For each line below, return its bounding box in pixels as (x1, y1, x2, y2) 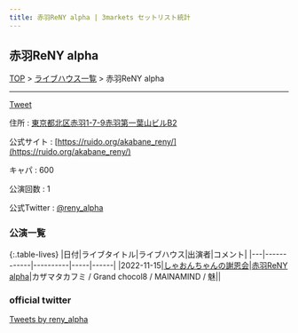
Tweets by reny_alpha (9, 314, 89, 325)
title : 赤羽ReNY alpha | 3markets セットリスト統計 (9, 12, 191, 22)
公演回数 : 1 (9, 184, 51, 194)
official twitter (9, 294, 72, 306)
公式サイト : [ (9, 137, 59, 147)
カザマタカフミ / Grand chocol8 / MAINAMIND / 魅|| (31, 271, 222, 281)
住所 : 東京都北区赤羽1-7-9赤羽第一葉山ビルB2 (9, 117, 177, 129)
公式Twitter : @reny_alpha (9, 202, 104, 213)
